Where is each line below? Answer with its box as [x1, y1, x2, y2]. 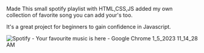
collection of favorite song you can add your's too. [6, 11, 133, 19]
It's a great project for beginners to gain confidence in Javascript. [6, 23, 172, 30]
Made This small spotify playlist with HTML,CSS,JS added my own [6, 5, 173, 12]
